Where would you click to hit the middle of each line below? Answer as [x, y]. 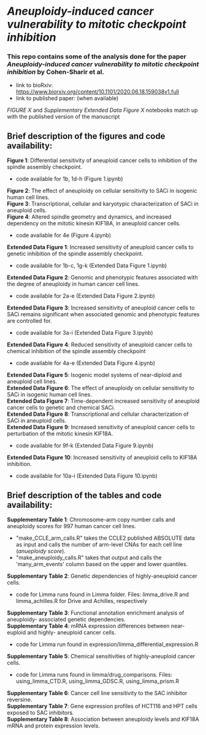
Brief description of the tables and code [84, 495]
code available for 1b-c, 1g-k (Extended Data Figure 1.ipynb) [91, 266]
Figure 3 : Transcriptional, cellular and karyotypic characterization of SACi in [103, 204]
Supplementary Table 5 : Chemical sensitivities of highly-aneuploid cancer [101, 656]
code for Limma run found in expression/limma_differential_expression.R [107, 644]
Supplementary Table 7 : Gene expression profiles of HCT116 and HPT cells [102, 706]
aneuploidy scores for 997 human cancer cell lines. [72, 526]
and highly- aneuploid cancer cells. [71, 632]
